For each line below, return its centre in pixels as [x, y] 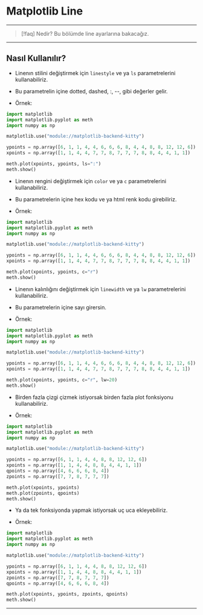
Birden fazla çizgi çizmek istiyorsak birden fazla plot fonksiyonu [94, 397]
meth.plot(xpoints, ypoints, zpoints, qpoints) [67, 594]
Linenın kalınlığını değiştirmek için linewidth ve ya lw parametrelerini [100, 289]
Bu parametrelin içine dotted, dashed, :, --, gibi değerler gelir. [91, 91]
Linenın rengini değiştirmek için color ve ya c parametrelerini [91, 181]
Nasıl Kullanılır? [36, 59]
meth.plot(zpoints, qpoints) [43, 493]
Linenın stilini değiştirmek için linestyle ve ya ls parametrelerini [95, 73]
